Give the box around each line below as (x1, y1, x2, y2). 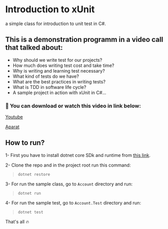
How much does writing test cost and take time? (12, 62, 114, 68)
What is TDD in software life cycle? (12, 84, 87, 90)
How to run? (5, 139, 45, 147)
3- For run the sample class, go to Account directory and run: (5, 180, 133, 187)
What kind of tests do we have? (12, 73, 79, 79)
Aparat (5, 124, 19, 130)
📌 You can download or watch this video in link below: (5, 102, 141, 109)
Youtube (5, 114, 23, 120)
